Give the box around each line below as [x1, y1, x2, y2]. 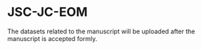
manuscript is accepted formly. [7, 34, 98, 42]
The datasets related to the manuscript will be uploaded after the [7, 27, 196, 35]
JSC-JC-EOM [7, 4, 88, 20]
